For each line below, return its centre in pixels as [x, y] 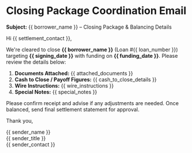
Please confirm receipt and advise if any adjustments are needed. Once [92, 103]
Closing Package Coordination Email [96, 11]
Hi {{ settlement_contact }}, [39, 38]
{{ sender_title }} [26, 138]
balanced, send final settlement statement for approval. [73, 109]
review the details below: [36, 62]
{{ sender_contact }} [31, 144]
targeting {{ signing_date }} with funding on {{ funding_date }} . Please [92, 55]
